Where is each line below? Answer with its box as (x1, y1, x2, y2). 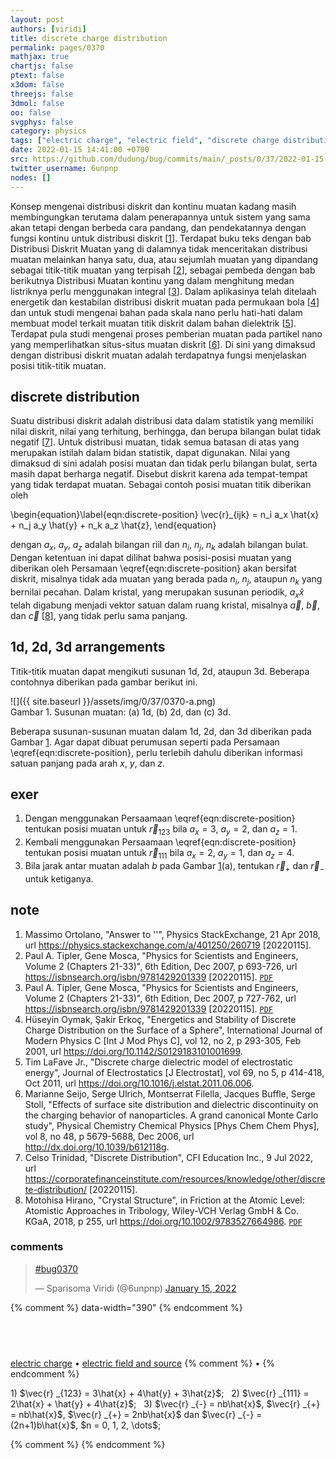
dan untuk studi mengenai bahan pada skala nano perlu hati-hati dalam (10, 306, 303, 318)
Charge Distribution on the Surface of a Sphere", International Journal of (24, 1024, 323, 1036)
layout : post (10, 14, 65, 25)
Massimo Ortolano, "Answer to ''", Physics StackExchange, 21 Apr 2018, (24, 928, 321, 940)
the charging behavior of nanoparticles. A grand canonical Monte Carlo (24, 1109, 319, 1121)
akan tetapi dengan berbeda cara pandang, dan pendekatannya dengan (10, 221, 307, 233)
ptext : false (10, 71, 65, 81)
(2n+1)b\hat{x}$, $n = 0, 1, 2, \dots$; (10, 1419, 162, 1431)
